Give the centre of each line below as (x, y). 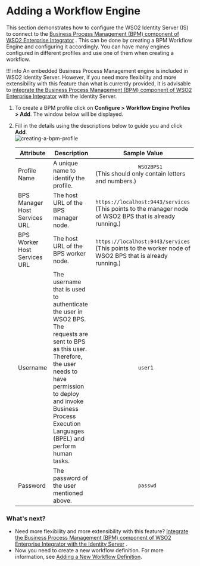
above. (62, 500)
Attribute (33, 153)
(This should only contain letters (140, 173)
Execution (67, 423)
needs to (65, 371)
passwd (147, 485)
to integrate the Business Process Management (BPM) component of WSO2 (99, 90)
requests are (70, 334)
